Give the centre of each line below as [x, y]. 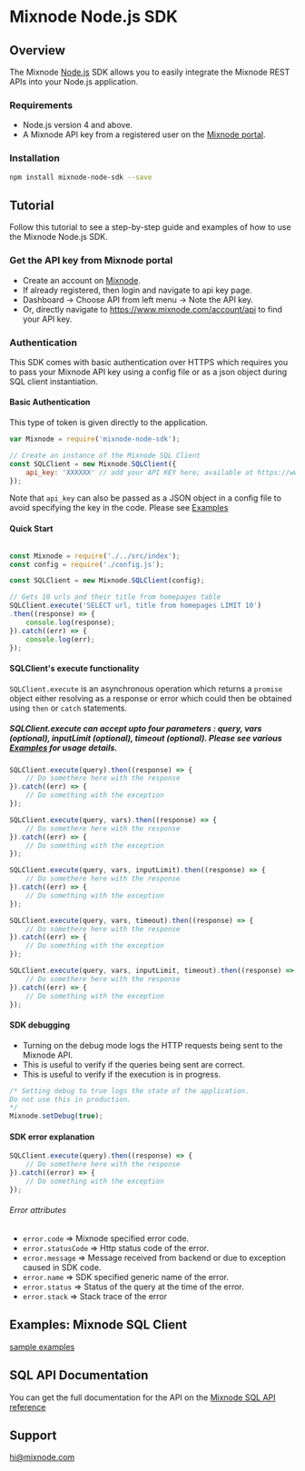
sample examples [42, 1347]
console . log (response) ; [71, 622]
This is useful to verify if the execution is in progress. [122, 1074]
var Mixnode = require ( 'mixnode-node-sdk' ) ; [95, 439]
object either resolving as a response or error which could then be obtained [151, 698]
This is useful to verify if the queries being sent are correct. [133, 1064]
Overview [38, 50]
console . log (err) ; [60, 639]
